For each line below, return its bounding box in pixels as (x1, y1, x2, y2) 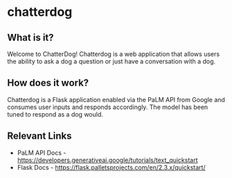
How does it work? (7, 77, 89, 89)
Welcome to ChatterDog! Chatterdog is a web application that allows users (7, 50, 220, 58)
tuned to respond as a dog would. (7, 110, 104, 118)
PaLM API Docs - (17, 148, 66, 157)
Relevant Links (7, 130, 72, 142)
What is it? (7, 32, 54, 43)
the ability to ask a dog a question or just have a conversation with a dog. (7, 57, 216, 66)
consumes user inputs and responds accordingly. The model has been (7, 103, 208, 111)
